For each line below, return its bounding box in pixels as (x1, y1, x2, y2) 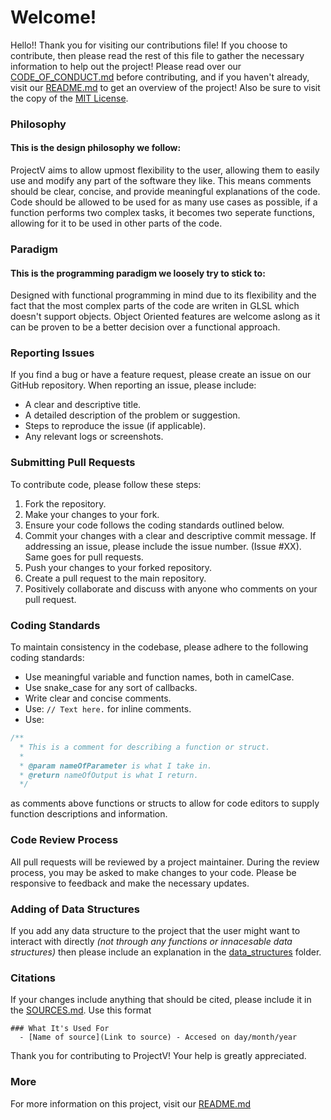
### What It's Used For (10, 1024, 110, 1034)
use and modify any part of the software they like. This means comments (10, 175, 312, 187)
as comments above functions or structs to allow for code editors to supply (10, 797, 320, 810)
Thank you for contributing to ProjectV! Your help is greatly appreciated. (10, 1050, 307, 1062)
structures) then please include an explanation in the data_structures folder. (10, 946, 322, 958)
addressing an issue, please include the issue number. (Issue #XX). (24, 540, 302, 552)
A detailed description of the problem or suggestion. (24, 409, 241, 421)
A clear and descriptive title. (24, 399, 142, 411)
